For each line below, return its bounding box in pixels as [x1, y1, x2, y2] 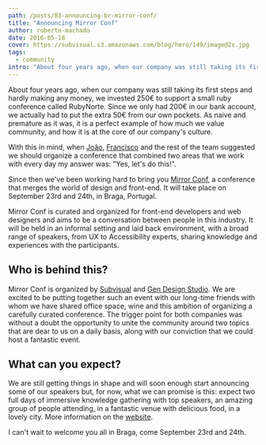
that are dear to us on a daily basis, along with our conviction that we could [8, 326, 253, 336]
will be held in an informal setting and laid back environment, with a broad [8, 223, 249, 233]
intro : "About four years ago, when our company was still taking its [8, 63, 246, 71]
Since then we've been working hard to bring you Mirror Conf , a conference [8, 174, 256, 184]
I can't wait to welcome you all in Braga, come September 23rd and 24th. [8, 428, 247, 437]
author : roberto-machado [8, 26, 90, 34]
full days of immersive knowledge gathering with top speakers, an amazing [8, 395, 253, 405]
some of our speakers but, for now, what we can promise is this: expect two [8, 387, 256, 397]
